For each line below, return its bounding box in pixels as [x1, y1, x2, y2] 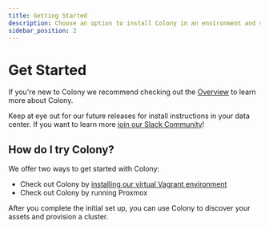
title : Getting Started [8, 11, 88, 20]
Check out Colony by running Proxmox [19, 188, 148, 198]
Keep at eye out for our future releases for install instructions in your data [8, 111, 250, 120]
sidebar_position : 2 [8, 26, 78, 34]
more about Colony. [8, 96, 74, 105]
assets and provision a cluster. [8, 212, 109, 222]
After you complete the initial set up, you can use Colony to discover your [8, 203, 251, 213]
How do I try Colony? [8, 143, 114, 156]
